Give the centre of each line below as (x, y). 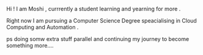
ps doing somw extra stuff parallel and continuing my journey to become (98, 39)
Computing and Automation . (42, 27)
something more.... (30, 46)
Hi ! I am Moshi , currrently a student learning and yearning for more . (94, 9)
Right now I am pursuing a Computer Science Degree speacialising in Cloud (102, 20)
